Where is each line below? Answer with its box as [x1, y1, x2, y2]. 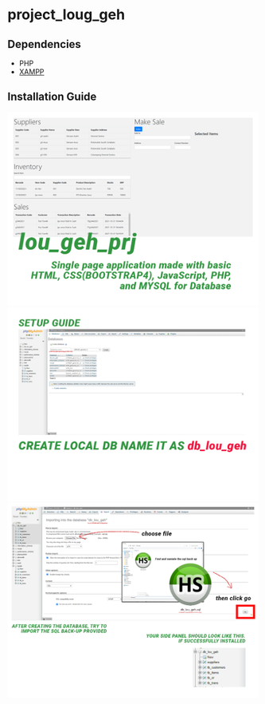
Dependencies [7, 38, 81, 51]
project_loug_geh [7, 6, 125, 24]
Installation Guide [7, 90, 97, 104]
